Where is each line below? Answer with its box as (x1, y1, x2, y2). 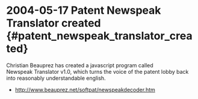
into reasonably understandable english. (6, 74, 107, 82)
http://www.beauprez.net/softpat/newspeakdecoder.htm (14, 86, 155, 93)
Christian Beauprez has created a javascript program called (6, 61, 153, 69)
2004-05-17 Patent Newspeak (6, 4, 161, 17)
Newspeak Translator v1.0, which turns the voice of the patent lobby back (6, 68, 189, 75)
